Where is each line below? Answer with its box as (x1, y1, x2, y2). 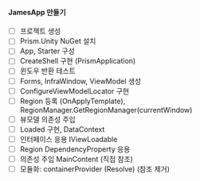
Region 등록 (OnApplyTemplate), (19, 96, 126, 106)
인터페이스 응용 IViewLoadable (19, 134, 118, 144)
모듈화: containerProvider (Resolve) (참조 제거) (19, 164, 170, 174)
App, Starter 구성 (19, 46, 76, 56)
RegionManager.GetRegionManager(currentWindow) (19, 105, 193, 114)
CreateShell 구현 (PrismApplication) (19, 56, 136, 66)
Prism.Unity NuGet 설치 (19, 37, 96, 46)
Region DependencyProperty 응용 (19, 144, 131, 154)
